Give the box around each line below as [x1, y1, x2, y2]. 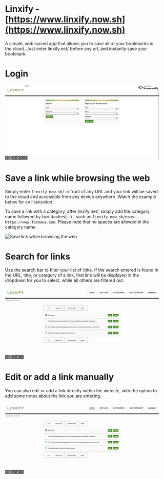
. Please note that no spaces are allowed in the [55, 219, 149, 225]
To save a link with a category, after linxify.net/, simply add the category [5, 208, 150, 214]
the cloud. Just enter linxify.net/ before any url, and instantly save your [5, 46, 147, 51]
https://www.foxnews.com [5, 220, 56, 225]
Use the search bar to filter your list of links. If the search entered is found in [5, 267, 159, 273]
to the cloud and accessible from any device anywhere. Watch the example [5, 194, 156, 200]
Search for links [5, 251, 71, 262]
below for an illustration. [5, 199, 54, 205]
